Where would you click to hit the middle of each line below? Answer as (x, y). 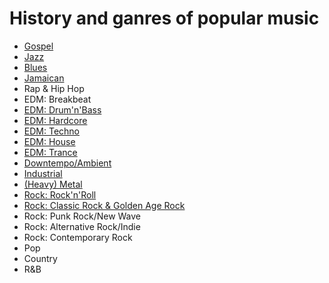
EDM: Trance (50, 152)
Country (40, 258)
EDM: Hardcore (55, 120)
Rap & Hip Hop (54, 88)
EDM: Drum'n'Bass (62, 109)
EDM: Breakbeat (57, 99)
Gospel (38, 46)
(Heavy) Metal (53, 184)
